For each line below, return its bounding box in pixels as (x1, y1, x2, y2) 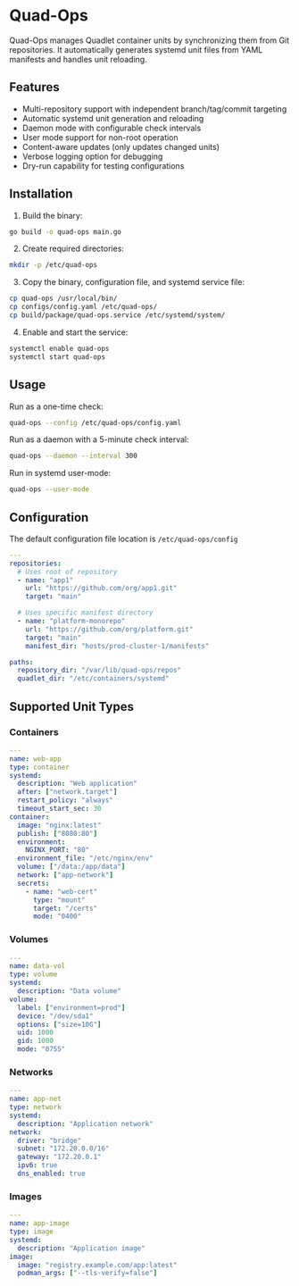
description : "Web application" (17, 779, 138, 789)
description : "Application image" (17, 1243, 145, 1253)
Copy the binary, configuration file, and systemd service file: (21, 277, 245, 288)
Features (9, 79, 60, 95)
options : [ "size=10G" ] (17, 1020, 102, 1029)
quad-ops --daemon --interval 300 (9, 452, 138, 461)
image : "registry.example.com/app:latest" (17, 1260, 178, 1269)
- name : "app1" (17, 575, 74, 585)
